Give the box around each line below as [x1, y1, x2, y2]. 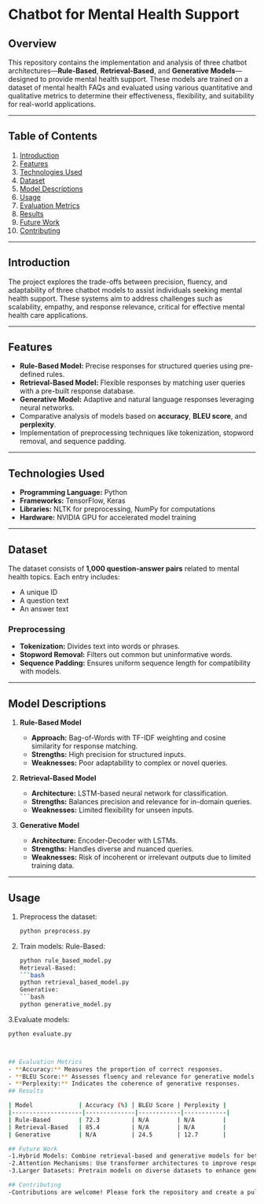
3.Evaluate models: [8, 1014, 70, 1024]
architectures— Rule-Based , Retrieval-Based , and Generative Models [8, 66, 236, 76]
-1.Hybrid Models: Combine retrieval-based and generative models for [8, 1152, 244, 1160]
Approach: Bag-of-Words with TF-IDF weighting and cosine [31, 733, 226, 743]
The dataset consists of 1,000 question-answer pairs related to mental [8, 564, 240, 574]
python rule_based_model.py [19, 956, 112, 965]
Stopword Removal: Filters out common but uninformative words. [19, 650, 233, 659]
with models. [19, 667, 61, 676]
